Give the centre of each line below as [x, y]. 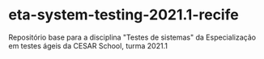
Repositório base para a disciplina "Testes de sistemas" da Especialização [132, 37]
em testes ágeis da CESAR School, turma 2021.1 [88, 45]
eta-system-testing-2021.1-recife [123, 15]
